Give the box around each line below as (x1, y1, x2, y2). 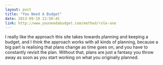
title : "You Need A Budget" (5, 12, 62, 16)
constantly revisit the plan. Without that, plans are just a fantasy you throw (5, 49, 154, 55)
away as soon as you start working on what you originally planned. (5, 54, 139, 61)
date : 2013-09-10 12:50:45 (5, 16, 60, 21)
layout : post (5, 7, 32, 12)
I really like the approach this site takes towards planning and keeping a (5, 34, 148, 40)
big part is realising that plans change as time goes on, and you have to (5, 44, 148, 50)
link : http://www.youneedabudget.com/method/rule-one (5, 20, 117, 26)
